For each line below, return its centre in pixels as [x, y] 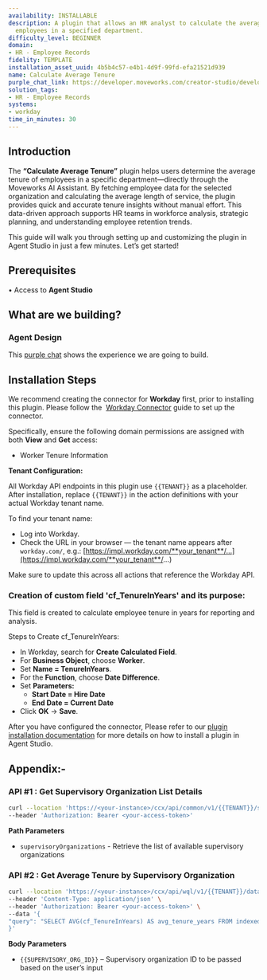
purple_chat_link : [39, 82]
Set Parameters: [47, 686]
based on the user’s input [61, 968]
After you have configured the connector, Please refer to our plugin [118, 727]
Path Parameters [37, 830]
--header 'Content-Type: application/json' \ [85, 899]
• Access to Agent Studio [50, 290]
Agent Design [35, 337]
